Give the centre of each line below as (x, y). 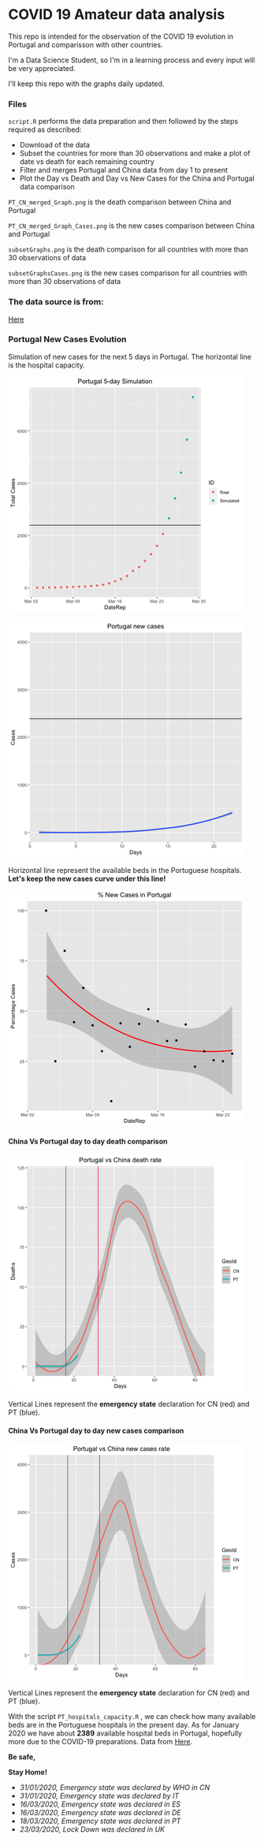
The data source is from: (56, 302)
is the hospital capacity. (46, 365)
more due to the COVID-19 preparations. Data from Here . (100, 1742)
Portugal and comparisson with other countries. (86, 44)
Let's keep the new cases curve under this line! (87, 878)
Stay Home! (28, 1773)
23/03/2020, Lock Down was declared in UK (92, 1829)
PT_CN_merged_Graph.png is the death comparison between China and (120, 202)
